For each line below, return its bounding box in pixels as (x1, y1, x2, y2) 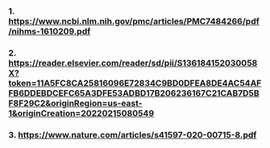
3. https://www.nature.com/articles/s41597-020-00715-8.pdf (8, 129, 257, 140)
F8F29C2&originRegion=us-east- (8, 97, 143, 109)
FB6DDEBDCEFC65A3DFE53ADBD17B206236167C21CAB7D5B (8, 87, 260, 98)
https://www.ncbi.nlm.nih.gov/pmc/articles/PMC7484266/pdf (8, 15, 260, 27)
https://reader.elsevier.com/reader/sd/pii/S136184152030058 (8, 57, 258, 68)
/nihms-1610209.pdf (8, 26, 91, 37)
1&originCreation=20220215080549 (8, 107, 155, 118)
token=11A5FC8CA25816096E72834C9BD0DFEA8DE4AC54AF (8, 77, 262, 88)
